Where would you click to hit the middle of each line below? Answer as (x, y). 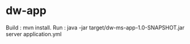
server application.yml (34, 34)
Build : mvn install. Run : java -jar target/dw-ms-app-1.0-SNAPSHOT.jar (95, 28)
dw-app (26, 11)
